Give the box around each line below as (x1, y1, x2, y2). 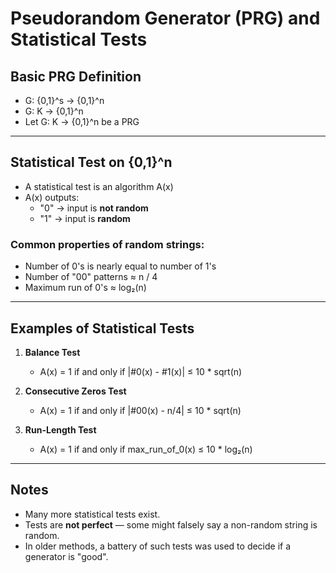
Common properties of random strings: (10, 237, 205, 251)
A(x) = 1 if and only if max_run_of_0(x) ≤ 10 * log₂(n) (39, 443, 253, 455)
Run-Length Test (24, 423, 97, 436)
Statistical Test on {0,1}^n (10, 154, 173, 171)
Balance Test (24, 346, 81, 358)
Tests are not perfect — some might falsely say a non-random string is (24, 518, 318, 531)
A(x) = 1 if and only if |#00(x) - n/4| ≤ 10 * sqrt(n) (39, 404, 242, 416)
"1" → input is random (39, 212, 131, 224)
